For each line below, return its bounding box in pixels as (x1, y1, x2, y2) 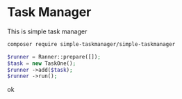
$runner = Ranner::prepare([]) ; (7, 53, 101, 60)
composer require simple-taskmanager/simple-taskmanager (7, 40, 176, 47)
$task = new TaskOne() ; (7, 60, 76, 67)
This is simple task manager (7, 27, 88, 36)
